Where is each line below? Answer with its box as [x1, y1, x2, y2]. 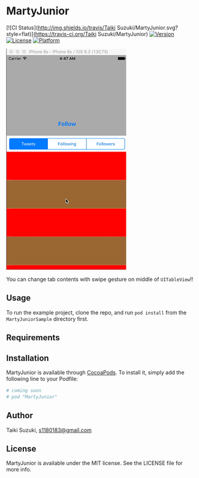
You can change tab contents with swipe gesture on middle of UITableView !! [6, 276, 194, 283]
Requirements [6, 332, 60, 343]
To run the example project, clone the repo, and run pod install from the [6, 308, 187, 316]
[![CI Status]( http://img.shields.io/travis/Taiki [6, 24, 116, 31]
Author [6, 410, 33, 420]
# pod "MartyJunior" [6, 394, 58, 400]
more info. [6, 466, 32, 473]
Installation [6, 353, 49, 363]
